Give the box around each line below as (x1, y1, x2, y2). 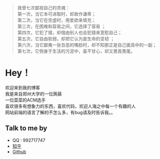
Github (12, 149, 26, 155)
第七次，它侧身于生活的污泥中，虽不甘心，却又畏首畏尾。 (17, 48, 135, 54)
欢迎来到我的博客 (5, 84, 40, 91)
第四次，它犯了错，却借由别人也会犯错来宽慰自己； (17, 30, 122, 35)
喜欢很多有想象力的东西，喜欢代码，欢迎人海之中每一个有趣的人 (5, 103, 136, 109)
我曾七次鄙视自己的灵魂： (17, 5, 70, 10)
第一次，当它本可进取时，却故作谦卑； (17, 11, 96, 17)
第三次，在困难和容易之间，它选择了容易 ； (17, 23, 106, 29)
